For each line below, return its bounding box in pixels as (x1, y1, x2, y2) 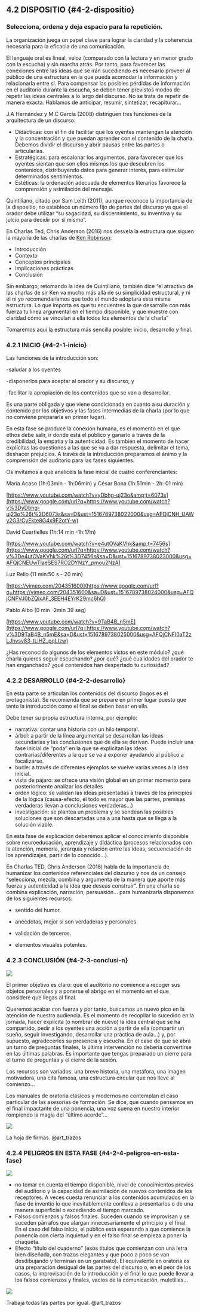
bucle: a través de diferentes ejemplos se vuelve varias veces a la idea (14, 764, 189, 771)
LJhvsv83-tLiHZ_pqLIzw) (6, 637, 69, 644)
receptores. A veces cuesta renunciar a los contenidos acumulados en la (14, 1194, 194, 1201)
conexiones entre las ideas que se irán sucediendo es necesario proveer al (6, 67, 190, 74)
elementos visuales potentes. (14, 941, 87, 949)
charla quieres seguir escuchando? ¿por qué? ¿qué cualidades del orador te (6, 655, 193, 662)
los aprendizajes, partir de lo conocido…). (6, 852, 109, 859)
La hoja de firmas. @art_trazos (6, 1134, 82, 1141)
